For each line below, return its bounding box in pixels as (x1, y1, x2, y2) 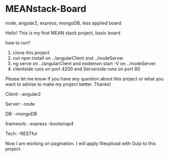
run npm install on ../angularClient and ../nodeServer (12, 55, 124, 61)
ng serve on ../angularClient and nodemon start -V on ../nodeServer (12, 60, 156, 66)
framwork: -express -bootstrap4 (5, 120, 74, 126)
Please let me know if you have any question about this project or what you (5, 75, 164, 82)
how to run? (5, 39, 31, 46)
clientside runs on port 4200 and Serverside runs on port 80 (12, 66, 140, 72)
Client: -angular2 (5, 91, 41, 97)
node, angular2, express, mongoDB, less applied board (5, 20, 121, 26)
